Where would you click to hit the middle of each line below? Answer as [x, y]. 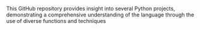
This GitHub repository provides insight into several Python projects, [91, 9]
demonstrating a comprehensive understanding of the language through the [100, 15]
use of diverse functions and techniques [56, 21]
